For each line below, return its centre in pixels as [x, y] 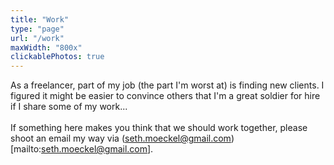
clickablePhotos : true [57, 57]
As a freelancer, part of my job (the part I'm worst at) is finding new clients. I [167, 85]
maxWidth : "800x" [46, 47]
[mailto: [26, 149]
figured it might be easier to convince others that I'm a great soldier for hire [165, 96]
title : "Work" [40, 19]
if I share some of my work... [69, 107]
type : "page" [37, 29]
